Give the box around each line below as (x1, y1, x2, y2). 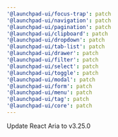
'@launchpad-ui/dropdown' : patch (6, 37, 105, 44)
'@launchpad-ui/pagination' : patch (6, 23, 112, 30)
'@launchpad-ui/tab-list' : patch (6, 43, 105, 50)
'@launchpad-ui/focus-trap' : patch (6, 10, 112, 18)
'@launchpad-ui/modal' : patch (6, 76, 96, 83)
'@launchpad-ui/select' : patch (6, 63, 99, 70)
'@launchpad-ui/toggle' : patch (6, 69, 99, 76)
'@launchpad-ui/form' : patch (6, 83, 93, 90)
